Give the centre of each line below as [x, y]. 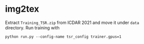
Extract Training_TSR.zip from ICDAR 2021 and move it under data [72, 22]
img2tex [22, 9]
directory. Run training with [32, 27]
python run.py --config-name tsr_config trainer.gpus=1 [63, 37]
